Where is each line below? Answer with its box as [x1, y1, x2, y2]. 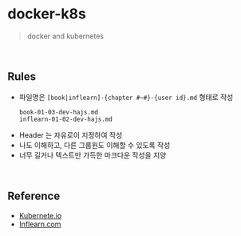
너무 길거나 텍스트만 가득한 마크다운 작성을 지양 [18, 150, 167, 160]
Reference [7, 190, 61, 203]
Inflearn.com [18, 219, 61, 229]
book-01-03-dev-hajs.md [18, 108, 99, 116]
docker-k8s [7, 5, 87, 23]
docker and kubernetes [26, 31, 105, 41]
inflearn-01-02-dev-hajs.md [18, 115, 113, 123]
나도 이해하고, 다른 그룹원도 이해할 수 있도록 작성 [18, 140, 171, 150]
